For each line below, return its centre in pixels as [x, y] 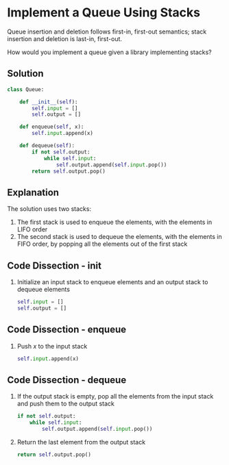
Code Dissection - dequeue [67, 380]
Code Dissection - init [54, 265]
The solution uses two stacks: [49, 209]
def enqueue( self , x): [52, 127]
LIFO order [32, 229]
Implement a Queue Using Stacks [104, 13]
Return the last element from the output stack [81, 442]
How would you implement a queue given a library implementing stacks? [109, 52]
